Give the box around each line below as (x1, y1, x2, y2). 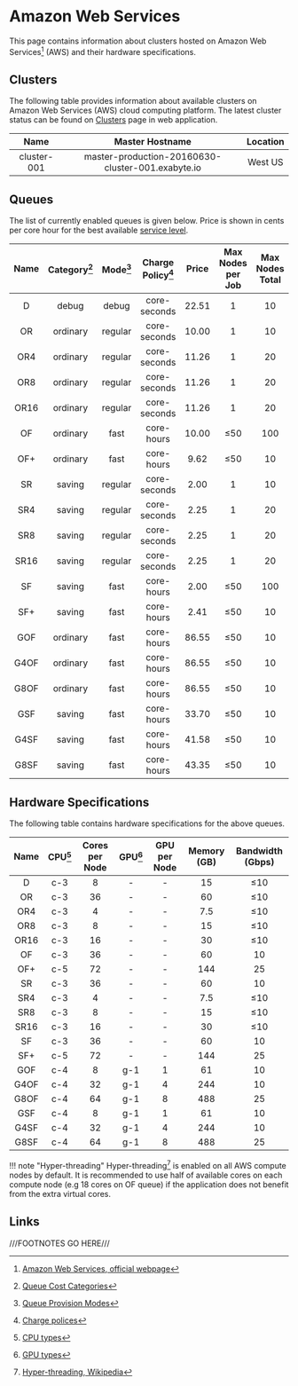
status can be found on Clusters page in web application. (9, 114, 218, 125)
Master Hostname (114, 136, 192, 148)
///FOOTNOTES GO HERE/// (9, 1238, 111, 1248)
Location (247, 136, 285, 148)
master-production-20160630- (83, 151, 222, 163)
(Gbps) (244, 856, 275, 869)
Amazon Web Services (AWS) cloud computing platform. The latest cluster (9, 105, 282, 116)
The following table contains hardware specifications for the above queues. (9, 818, 286, 829)
